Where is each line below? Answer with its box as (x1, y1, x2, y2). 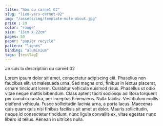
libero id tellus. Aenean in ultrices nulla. (5, 116, 84, 122)
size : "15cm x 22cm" (5, 30, 47, 35)
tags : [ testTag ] (5, 52, 38, 57)
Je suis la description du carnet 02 (5, 66, 75, 72)
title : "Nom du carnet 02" (5, 7, 60, 12)
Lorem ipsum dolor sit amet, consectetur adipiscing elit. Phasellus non (5, 75, 146, 81)
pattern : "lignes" (5, 43, 42, 48)
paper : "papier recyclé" (5, 39, 56, 44)
